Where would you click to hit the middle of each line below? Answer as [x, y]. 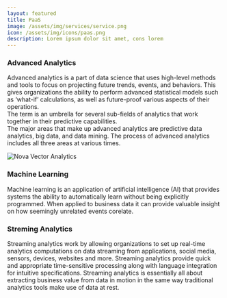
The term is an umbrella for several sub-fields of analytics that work [103, 114]
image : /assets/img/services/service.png [67, 26]
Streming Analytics [40, 229]
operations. [23, 107]
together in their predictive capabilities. [62, 121]
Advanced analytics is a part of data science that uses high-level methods [111, 78]
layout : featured [32, 13]
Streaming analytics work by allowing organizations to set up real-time [106, 244]
